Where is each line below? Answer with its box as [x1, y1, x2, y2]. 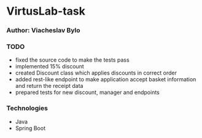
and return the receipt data [15, 82, 84, 90]
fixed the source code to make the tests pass [15, 56, 130, 64]
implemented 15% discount [15, 63, 84, 70]
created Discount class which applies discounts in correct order [15, 69, 177, 77]
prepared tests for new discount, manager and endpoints [15, 89, 160, 96]
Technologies [6, 104, 48, 112]
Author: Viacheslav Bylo [6, 26, 81, 35]
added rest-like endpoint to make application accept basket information [15, 76, 196, 83]
